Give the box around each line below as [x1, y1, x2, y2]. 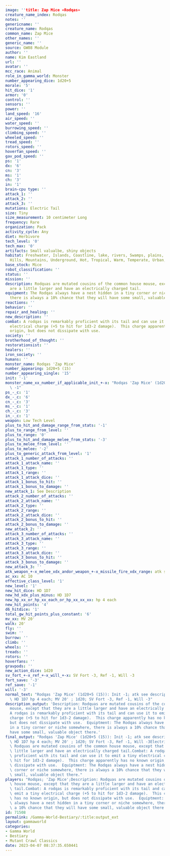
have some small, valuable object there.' [10, 730, 101, 735]
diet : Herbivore [5, 234, 39, 239]
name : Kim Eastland [5, 54, 47, 60]
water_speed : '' [5, 120, 39, 126]
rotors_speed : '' [5, 144, 42, 150]
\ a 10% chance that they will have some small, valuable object [10, 805, 151, 810]
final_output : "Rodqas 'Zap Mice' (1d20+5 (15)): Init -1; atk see [5, 734, 151, 739]
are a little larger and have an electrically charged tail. [10, 286, 142, 291]
